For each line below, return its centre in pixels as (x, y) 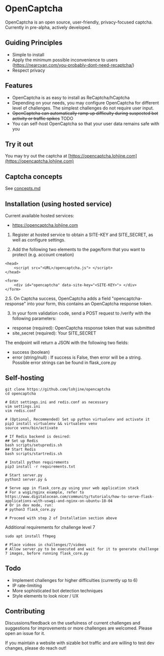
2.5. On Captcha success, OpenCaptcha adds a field (58, 298)
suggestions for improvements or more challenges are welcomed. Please (79, 628)
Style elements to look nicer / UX (45, 596)
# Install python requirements (37, 462)
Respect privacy (29, 70)
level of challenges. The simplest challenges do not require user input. (83, 108)
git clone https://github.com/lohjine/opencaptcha (58, 389)
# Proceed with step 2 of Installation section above (61, 518)
